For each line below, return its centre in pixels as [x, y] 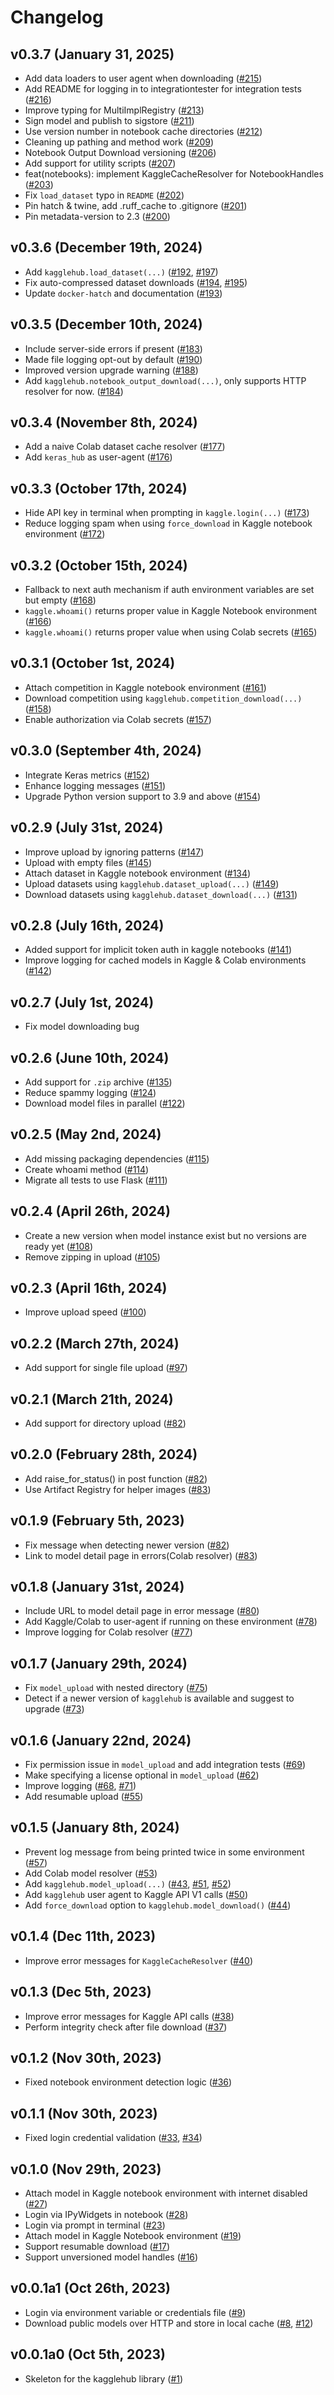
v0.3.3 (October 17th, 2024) [99, 488]
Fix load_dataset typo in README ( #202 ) [104, 195]
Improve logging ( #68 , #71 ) [80, 1786]
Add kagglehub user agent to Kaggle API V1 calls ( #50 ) [136, 1894]
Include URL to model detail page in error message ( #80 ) [142, 1611]
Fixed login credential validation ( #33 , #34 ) [113, 2138]
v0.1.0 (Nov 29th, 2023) [86, 2169]
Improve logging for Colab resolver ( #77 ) [108, 1632]
